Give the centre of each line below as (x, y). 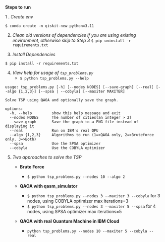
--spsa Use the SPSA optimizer (55, 144)
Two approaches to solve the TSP (47, 157)
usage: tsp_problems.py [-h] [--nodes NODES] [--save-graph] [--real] (80, 87)
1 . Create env (19, 17)
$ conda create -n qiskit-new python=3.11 (50, 26)
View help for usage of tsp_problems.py (53, 73)
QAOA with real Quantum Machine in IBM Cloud (69, 221)
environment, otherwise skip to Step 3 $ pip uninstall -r (72, 40)
